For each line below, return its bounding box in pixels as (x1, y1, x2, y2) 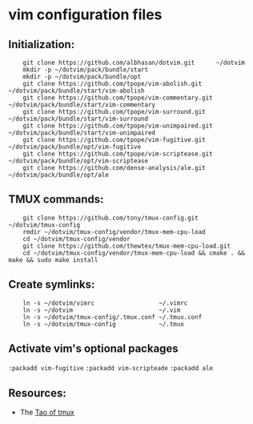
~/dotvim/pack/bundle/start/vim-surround (8, 115, 149, 123)
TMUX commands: (8, 192, 104, 206)
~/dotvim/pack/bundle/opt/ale (8, 171, 110, 179)
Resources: (8, 386, 66, 400)
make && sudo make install (8, 256, 98, 264)
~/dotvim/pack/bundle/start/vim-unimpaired (8, 129, 156, 137)
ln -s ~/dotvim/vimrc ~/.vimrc (22, 299, 188, 307)
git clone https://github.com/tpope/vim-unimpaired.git (22, 122, 214, 130)
